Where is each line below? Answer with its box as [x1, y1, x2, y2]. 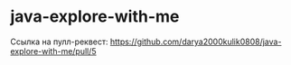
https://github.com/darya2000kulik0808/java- [109, 36, 282, 47]
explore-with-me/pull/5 [10, 45, 98, 56]
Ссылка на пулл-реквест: [10, 36, 108, 47]
